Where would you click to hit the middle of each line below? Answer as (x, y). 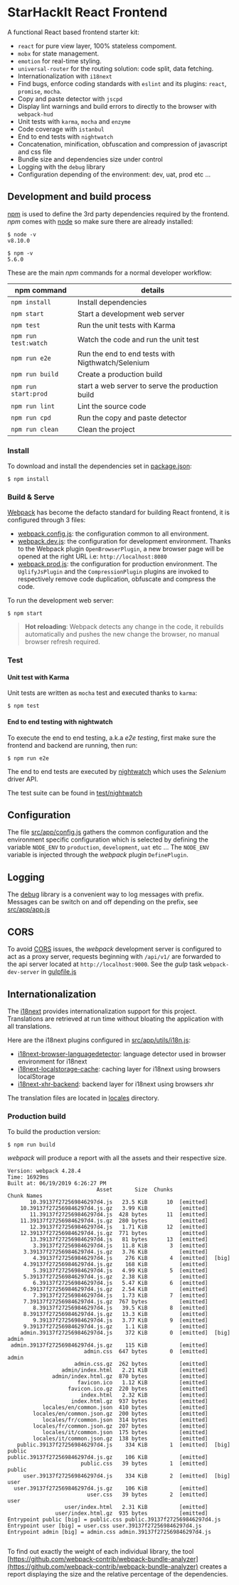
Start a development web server (131, 314)
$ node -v (22, 234)
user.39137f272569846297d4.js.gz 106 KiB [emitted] (111, 1489)
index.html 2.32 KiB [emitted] (144, 1395)
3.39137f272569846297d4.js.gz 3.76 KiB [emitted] (116, 1252)
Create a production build (120, 374)
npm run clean (35, 429)
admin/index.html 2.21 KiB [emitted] (135, 1370)
